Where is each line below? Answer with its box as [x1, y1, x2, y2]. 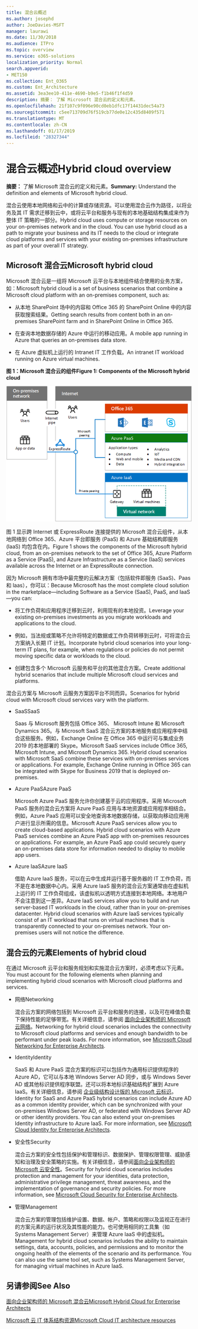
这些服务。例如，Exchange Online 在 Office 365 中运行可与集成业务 [19, 735, 184, 742]
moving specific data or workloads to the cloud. [14, 652, 131, 659]
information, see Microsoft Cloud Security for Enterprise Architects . [14, 1191, 179, 1198]
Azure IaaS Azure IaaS [14, 863, 68, 870]
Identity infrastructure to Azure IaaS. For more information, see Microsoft [14, 1120, 192, 1127]
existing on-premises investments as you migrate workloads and [14, 613, 172, 620]
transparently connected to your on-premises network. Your [14, 922, 161, 930]
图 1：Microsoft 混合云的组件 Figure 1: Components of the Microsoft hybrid [6, 367, 190, 375]
